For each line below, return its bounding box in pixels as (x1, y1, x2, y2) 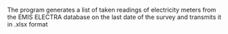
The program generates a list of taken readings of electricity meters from (7, 6, 217, 14)
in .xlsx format (7, 20, 48, 28)
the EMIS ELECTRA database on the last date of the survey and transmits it (7, 13, 222, 21)
